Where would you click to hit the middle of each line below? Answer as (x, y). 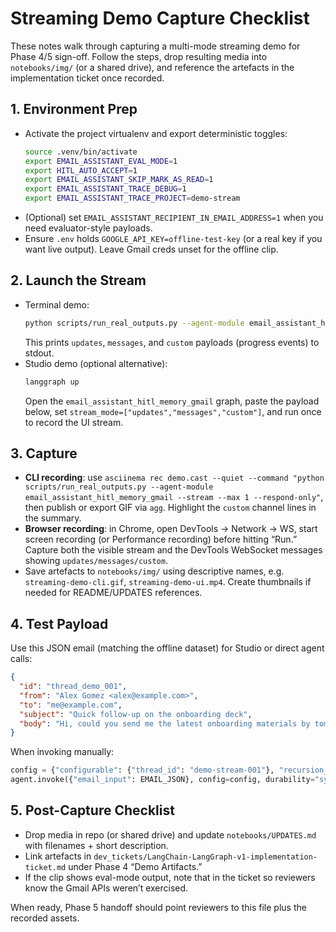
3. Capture (44, 453)
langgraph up (52, 382)
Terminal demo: (57, 304)
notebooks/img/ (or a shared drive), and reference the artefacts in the (152, 67)
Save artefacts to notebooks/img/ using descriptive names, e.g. (154, 571)
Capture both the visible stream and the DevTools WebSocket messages (173, 550)
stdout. (39, 353)
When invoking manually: (62, 752)
